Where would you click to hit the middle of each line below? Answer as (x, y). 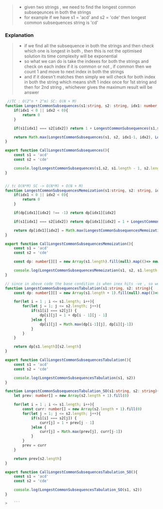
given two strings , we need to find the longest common (80, 7)
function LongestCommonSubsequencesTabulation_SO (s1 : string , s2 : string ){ (82, 391)
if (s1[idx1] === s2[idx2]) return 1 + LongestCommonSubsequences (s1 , (86, 128)
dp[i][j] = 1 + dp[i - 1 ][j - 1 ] (73, 315)
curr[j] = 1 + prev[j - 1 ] (67, 423)
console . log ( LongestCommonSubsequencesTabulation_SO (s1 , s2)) (78, 490)
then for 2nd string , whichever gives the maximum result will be (88, 87)
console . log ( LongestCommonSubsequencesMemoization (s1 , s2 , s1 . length (86, 271)
